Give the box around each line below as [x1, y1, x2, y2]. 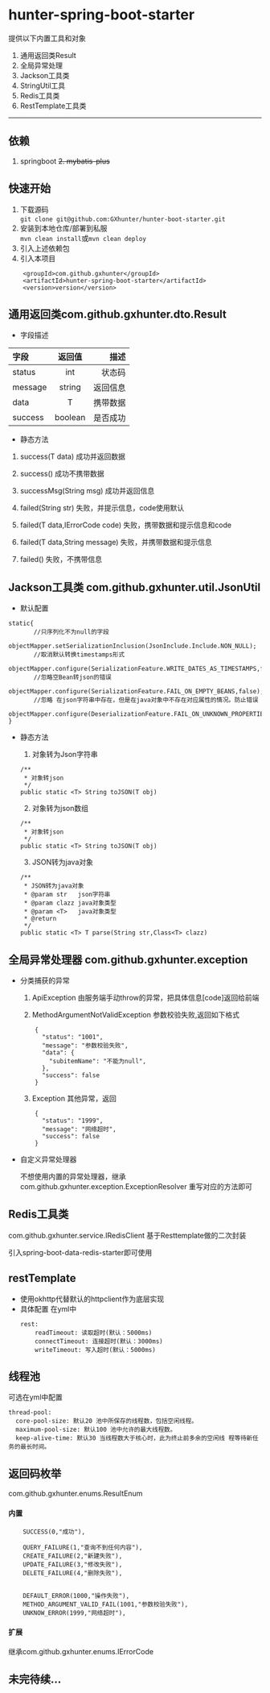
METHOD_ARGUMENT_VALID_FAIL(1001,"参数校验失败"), [22, 1600, 189, 1609]
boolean [55, 412, 86, 423]
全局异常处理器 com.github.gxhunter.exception [8, 953, 248, 967]
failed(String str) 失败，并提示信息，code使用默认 [19, 503, 185, 513]
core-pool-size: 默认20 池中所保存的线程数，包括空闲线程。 [15, 1417, 198, 1425]
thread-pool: [8, 1408, 52, 1416]
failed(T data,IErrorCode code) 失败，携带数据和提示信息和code [19, 520, 231, 530]
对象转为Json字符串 [31, 750, 98, 759]
